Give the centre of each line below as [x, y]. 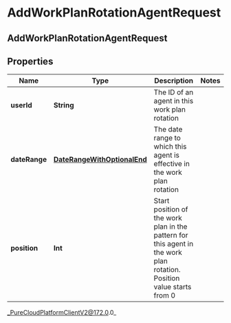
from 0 [165, 295]
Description [174, 81]
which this [170, 147]
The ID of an [174, 92]
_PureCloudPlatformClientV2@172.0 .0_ [62, 313]
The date [168, 129]
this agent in [174, 244]
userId [21, 105]
